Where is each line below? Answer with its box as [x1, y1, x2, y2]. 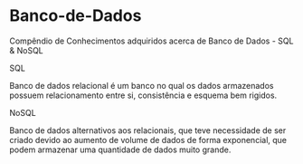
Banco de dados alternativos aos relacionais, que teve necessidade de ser [9, 124, 287, 136]
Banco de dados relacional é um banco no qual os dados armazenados [9, 80, 274, 91]
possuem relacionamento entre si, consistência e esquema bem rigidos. [9, 90, 278, 101]
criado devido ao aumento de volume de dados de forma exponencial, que [9, 134, 288, 145]
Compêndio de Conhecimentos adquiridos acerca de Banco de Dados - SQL [9, 35, 294, 46]
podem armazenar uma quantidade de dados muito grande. [9, 144, 232, 155]
